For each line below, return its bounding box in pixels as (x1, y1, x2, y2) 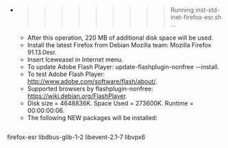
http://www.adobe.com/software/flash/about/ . (27, 77, 157, 85)
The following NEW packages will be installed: (27, 114, 157, 122)
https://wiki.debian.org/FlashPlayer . (27, 92, 128, 100)
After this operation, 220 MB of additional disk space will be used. (27, 34, 214, 42)
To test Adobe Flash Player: (27, 70, 105, 78)
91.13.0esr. (27, 48, 57, 56)
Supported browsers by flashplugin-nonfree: (27, 85, 154, 92)
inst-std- (194, 6, 220, 14)
